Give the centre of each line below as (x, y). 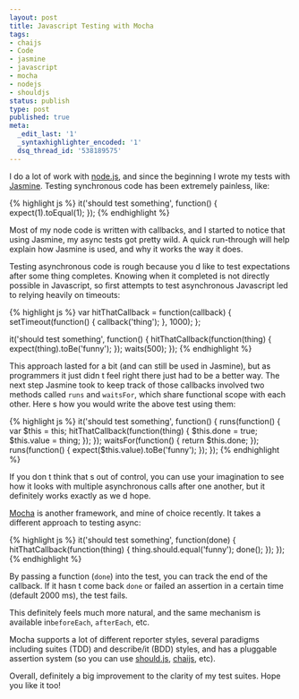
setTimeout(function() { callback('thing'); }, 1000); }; (105, 321)
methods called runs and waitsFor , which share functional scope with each (148, 394)
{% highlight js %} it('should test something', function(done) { (123, 540)
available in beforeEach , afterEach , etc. (80, 622)
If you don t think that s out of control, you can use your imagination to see (147, 476)
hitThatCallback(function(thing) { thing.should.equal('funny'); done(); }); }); (147, 549)
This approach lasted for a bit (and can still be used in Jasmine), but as (140, 366)
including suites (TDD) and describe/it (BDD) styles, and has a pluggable (143, 649)
